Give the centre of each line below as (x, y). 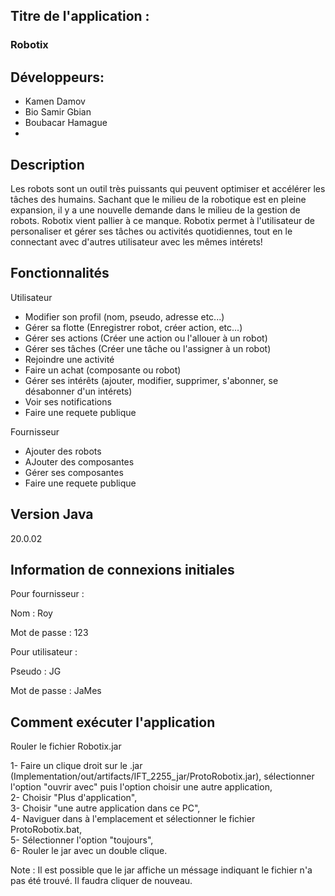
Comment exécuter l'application (113, 722)
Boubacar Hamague (66, 123)
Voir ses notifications (68, 401)
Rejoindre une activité (69, 359)
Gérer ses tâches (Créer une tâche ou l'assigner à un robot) (148, 348)
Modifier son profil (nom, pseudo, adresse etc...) (124, 316)
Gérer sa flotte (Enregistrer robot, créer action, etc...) (133, 327)
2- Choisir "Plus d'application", (74, 798)
